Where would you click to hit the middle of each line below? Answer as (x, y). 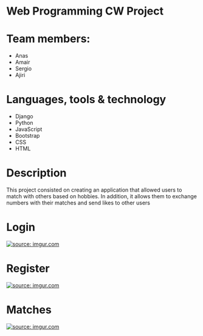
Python (24, 123)
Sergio (23, 69)
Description (36, 173)
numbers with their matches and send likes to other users (78, 203)
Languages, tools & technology (86, 100)
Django (24, 116)
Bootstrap (27, 136)
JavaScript (29, 129)
